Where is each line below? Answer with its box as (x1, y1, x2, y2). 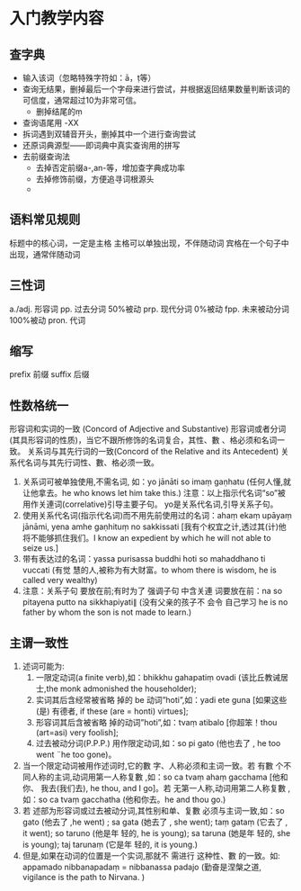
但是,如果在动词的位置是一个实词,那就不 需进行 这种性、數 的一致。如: (22, 850, 280, 861)
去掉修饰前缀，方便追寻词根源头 (35, 174, 155, 184)
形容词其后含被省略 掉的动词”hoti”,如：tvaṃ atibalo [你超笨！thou (35, 717, 278, 728)
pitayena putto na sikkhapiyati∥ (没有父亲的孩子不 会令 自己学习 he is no (22, 597, 288, 607)
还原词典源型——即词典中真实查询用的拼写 (22, 140, 181, 150)
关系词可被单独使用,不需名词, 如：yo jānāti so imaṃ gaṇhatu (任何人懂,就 (22, 476, 292, 487)
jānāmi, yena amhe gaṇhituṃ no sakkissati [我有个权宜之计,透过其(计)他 (22, 521, 288, 532)
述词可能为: (22, 661, 65, 671)
